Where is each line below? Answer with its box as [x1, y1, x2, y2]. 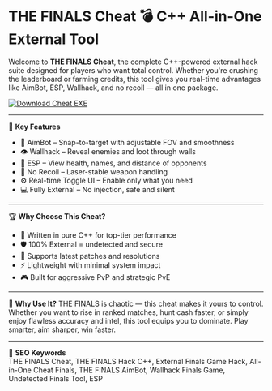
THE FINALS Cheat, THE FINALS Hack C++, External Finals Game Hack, [8, 356, 249, 366]
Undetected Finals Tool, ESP [8, 373, 104, 383]
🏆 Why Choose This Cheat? [8, 211, 106, 221]
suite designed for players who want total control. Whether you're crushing [8, 65, 259, 75]
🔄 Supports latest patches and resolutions [19, 251, 160, 260]
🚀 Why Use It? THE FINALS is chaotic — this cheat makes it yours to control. [8, 299, 264, 308]
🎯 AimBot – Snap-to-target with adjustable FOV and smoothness [19, 137, 235, 147]
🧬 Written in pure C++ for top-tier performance [19, 230, 176, 240]
